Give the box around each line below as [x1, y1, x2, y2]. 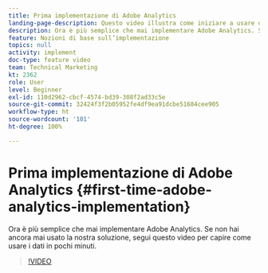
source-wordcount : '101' [8, 115, 91, 123]
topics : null [8, 41, 52, 49]
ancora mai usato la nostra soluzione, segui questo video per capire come [8, 232, 251, 242]
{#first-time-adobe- [76, 181, 213, 199]
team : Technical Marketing [8, 64, 98, 72]
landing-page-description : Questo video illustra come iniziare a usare [8, 19, 255, 27]
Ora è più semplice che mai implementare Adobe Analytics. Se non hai [8, 224, 239, 233]
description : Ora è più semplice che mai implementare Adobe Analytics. [8, 26, 255, 34]
